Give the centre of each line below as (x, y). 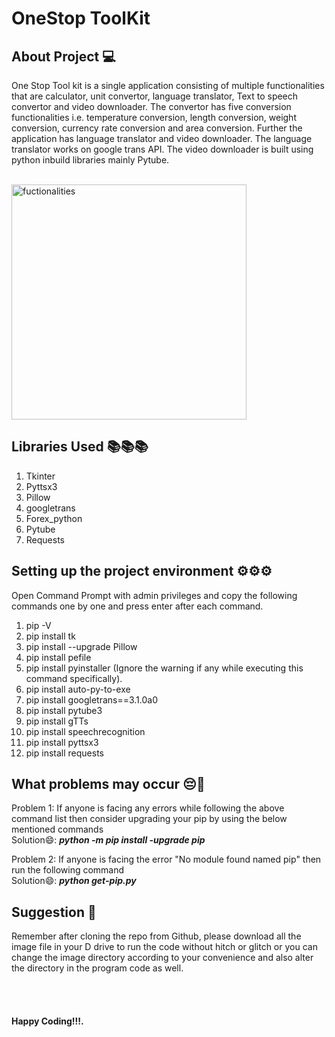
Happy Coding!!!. (47, 1021)
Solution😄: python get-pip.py (74, 881)
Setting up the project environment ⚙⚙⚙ (142, 571)
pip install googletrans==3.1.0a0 (92, 699)
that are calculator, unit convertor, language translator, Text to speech (155, 96)
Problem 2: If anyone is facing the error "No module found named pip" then (166, 859)
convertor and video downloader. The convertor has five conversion (151, 106)
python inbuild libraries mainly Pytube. (90, 160)
